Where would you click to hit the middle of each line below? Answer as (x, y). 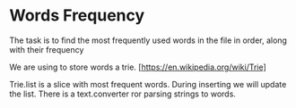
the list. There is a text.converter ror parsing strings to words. (122, 94)
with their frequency (47, 49)
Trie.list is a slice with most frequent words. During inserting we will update (148, 84)
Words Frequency (77, 16)
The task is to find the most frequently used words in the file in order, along (148, 40)
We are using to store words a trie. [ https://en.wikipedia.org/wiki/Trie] (138, 67)
